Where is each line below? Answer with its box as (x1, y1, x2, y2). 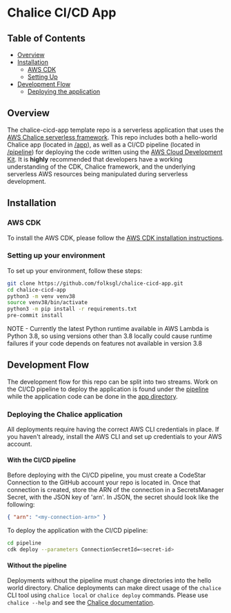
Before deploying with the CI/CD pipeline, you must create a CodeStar (7, 471, 206, 480)
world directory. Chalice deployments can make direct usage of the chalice (7, 584, 222, 592)
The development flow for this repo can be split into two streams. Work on (7, 377, 219, 386)
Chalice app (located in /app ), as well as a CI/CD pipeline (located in (7, 140, 201, 149)
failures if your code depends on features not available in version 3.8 (7, 339, 202, 348)
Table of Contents (7, 32, 86, 44)
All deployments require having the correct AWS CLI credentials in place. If (7, 425, 219, 433)
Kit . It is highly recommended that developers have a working (7, 155, 183, 163)
